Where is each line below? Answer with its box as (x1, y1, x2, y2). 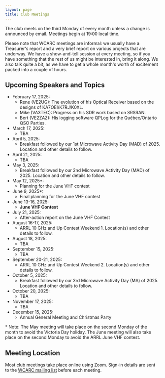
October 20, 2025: (12, 288, 50, 294)
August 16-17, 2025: (12, 220, 53, 226)
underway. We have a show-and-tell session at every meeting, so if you (5, 50, 151, 57)
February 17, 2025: (12, 94, 50, 100)
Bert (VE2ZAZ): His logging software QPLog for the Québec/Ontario (19, 115, 157, 121)
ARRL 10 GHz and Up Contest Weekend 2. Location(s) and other (19, 262, 150, 268)
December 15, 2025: (12, 309, 54, 315)
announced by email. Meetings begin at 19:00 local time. (5, 31, 120, 37)
